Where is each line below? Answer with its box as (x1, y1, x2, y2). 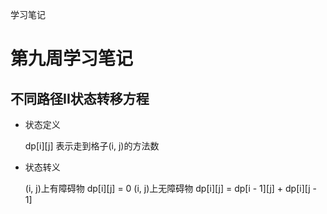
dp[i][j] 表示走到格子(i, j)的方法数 (24, 140, 160, 152)
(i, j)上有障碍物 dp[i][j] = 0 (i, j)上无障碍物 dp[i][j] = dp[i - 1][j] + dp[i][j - (24, 183, 318, 194)
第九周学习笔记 (10, 48, 134, 70)
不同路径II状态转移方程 (10, 90, 150, 107)
